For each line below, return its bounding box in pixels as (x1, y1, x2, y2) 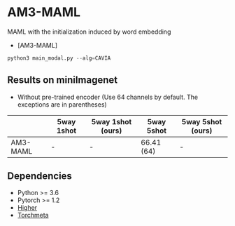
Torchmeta (17, 211, 49, 220)
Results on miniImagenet (7, 74, 117, 86)
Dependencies (7, 170, 72, 182)
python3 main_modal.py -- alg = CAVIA (7, 54, 111, 62)
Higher (17, 204, 37, 212)
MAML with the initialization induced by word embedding (7, 27, 171, 36)
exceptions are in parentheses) (17, 100, 107, 109)
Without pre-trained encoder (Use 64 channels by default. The (17, 93, 198, 101)
